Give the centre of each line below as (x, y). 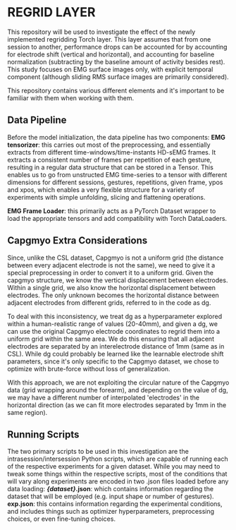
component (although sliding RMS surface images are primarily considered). (118, 77)
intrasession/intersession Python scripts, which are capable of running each (118, 459)
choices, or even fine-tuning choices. (62, 519)
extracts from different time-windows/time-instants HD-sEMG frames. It (112, 152)
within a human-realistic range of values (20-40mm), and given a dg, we (113, 324)
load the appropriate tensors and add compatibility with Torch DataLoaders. (117, 218)
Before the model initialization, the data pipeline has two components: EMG (116, 137)
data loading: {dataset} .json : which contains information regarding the (110, 489)
